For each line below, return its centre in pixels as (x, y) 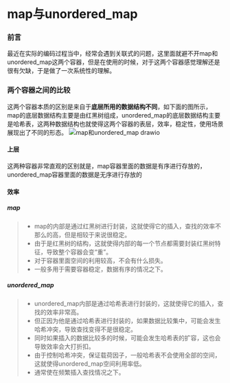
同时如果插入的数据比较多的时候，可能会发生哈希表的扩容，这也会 (127, 338)
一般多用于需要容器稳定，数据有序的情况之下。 (100, 269)
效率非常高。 (65, 312)
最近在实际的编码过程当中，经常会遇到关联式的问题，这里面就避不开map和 (113, 54)
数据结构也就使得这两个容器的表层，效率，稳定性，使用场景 (139, 124)
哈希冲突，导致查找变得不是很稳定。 (85, 329)
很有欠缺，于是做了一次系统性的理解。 (61, 71)
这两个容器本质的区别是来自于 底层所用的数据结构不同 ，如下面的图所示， (109, 107)
